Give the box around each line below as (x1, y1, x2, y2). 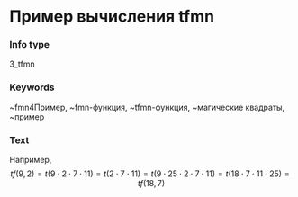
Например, (9, 155, 52, 166)
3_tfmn (9, 58, 35, 69)
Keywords (9, 81, 55, 94)
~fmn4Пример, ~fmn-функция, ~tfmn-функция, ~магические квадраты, (9, 102, 285, 112)
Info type (9, 39, 50, 51)
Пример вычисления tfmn (9, 6, 214, 27)
